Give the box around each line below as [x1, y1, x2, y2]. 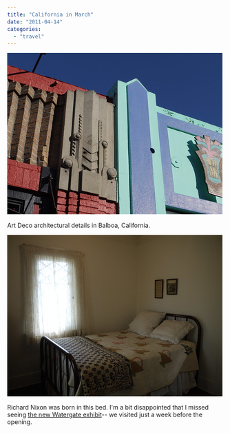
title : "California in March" [7, 11, 94, 18]
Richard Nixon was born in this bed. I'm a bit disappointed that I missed [7, 403, 209, 412]
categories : [7, 25, 41, 32]
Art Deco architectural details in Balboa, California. [7, 221, 151, 230]
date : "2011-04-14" [7, 18, 63, 25]
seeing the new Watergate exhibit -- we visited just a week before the [7, 410, 203, 419]
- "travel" [13, 33, 45, 40]
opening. [7, 418, 32, 426]
